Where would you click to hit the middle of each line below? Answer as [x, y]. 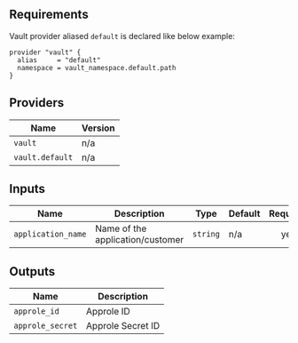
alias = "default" [59, 60]
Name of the [121, 228]
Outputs [32, 271]
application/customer [139, 240]
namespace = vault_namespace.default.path [97, 68]
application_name [50, 234]
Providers [37, 103]
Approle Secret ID [123, 326]
